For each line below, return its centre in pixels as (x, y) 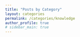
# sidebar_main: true (27, 27)
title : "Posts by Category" (34, 9)
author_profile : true (27, 23)
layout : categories (25, 14)
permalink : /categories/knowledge (40, 18)
